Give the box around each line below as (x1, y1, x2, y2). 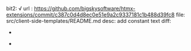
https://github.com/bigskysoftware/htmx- (33, 5, 136, 12)
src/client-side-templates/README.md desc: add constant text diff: (6, 18, 171, 24)
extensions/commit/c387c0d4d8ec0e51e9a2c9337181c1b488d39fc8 (6, 11, 175, 18)
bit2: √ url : (6, 5, 33, 12)
